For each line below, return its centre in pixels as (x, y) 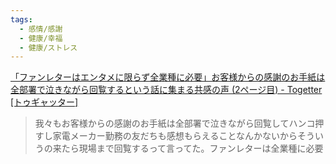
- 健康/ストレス (48, 47)
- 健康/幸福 (41, 38)
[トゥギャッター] (44, 102)
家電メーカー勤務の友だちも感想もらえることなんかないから (175, 136)
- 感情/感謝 (41, 29)
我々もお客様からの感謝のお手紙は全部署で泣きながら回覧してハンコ (175, 123)
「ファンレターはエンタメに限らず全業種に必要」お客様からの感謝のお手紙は (168, 77)
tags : (21, 19)
